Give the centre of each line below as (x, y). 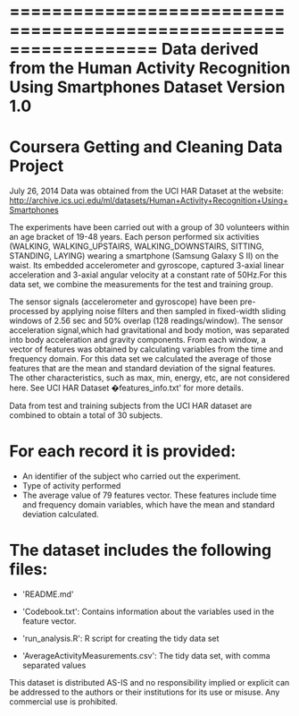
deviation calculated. (61, 515)
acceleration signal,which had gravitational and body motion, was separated (149, 330)
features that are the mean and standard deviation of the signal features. (142, 369)
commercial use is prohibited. (64, 702)
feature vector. (49, 621)
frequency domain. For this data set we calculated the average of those (141, 359)
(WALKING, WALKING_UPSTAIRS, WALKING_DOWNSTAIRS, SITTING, (137, 246)
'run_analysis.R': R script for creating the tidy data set (120, 638)
